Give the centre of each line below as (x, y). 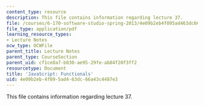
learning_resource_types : (39, 35)
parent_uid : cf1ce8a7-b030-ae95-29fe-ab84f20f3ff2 (72, 62)
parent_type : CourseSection (42, 57)
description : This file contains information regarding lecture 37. (95, 18)
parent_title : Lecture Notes (43, 51)
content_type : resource (36, 12)
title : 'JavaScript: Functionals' (50, 74)
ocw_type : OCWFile (29, 46)
